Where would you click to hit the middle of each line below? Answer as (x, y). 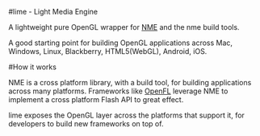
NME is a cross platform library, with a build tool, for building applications (130, 82)
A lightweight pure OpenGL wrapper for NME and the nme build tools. (124, 27)
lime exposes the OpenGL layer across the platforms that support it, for (126, 115)
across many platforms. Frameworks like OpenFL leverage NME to (118, 91)
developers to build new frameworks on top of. (86, 124)
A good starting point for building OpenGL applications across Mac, (120, 43)
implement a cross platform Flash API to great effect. (96, 99)
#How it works (32, 67)
